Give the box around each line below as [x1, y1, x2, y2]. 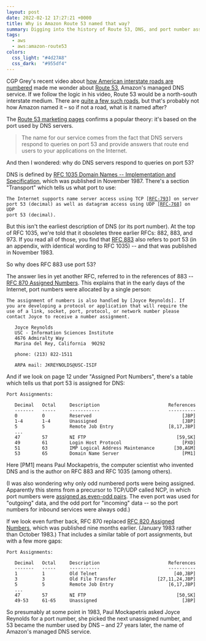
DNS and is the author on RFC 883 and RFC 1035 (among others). [6, 468, 172, 475]
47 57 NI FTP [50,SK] [14, 592, 196, 598]
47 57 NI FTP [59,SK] [14, 434, 196, 440]
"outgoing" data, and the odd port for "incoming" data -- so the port [6, 499, 178, 506]
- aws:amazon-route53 [12, 44, 67, 50]
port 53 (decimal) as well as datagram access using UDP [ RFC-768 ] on [6, 201, 191, 207]
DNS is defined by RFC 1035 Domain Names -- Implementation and [6, 170, 176, 178]
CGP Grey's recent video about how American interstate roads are [6, 77, 174, 85]
